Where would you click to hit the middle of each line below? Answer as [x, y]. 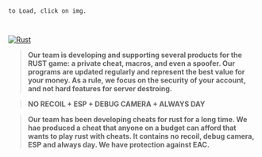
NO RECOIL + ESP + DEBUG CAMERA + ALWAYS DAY [116, 104]
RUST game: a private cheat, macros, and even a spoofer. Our [131, 63]
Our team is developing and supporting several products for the [135, 55]
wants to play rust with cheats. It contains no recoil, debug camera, [141, 136]
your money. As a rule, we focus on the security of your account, [137, 80]
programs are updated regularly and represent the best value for [136, 72]
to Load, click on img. [48, 11]
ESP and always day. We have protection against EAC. [119, 145]
